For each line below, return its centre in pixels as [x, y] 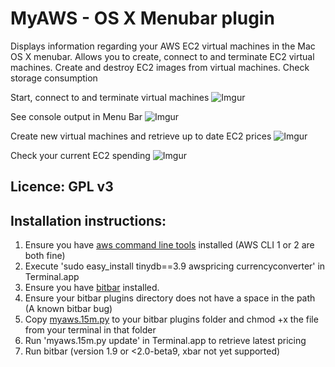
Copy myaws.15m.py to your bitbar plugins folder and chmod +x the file [171, 319]
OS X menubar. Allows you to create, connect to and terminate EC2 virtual [162, 56]
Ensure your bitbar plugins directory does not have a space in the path [170, 298]
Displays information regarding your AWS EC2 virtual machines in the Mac [163, 46]
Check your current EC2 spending [80, 155]
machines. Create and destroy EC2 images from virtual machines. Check [160, 67]
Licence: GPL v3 [62, 187]
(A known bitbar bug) [68, 309]
